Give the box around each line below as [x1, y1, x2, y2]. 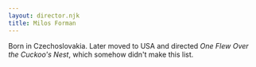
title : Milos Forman [8, 19, 77, 27]
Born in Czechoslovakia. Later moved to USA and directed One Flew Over [8, 41, 249, 50]
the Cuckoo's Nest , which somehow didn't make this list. [8, 49, 194, 59]
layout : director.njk [8, 11, 80, 20]
